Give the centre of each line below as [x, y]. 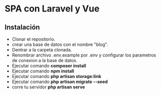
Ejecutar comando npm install [43, 71]
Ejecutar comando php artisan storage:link [57, 76]
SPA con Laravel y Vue [52, 9]
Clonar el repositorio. [33, 39]
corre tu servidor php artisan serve [48, 87]
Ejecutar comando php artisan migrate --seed [60, 81]
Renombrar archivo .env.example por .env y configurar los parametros [84, 55]
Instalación [22, 27]
